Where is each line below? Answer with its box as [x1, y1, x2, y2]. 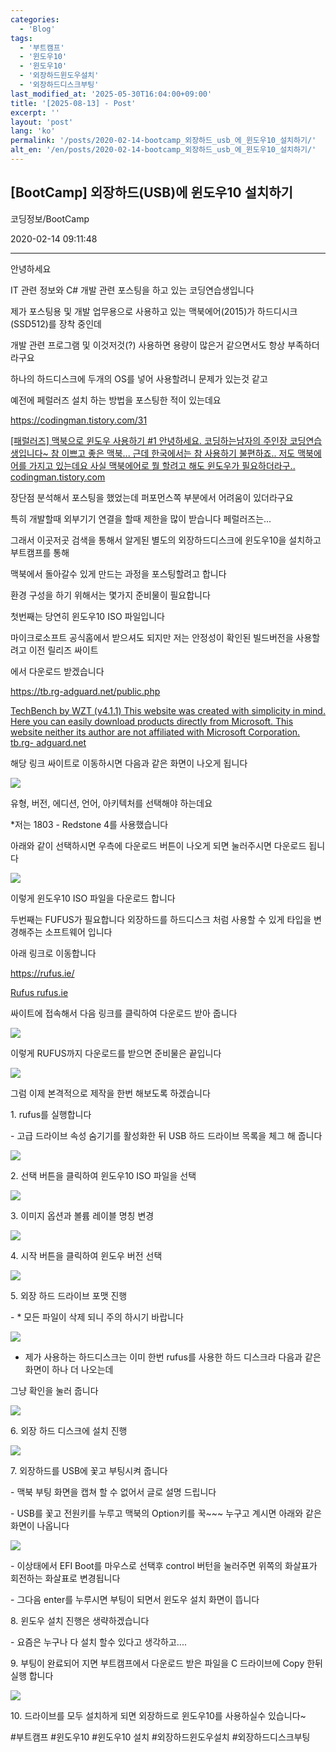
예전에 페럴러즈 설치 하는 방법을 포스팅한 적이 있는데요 [10, 394, 222, 406]
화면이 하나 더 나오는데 [24, 1363, 114, 1375]
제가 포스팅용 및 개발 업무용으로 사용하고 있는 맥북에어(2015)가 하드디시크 [10, 305, 298, 317]
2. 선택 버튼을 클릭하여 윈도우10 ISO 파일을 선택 [10, 1169, 197, 1181]
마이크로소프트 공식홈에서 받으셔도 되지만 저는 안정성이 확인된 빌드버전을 [10, 631, 294, 643]
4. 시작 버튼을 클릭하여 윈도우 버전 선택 [10, 1249, 163, 1261]
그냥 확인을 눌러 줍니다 [10, 1384, 99, 1396]
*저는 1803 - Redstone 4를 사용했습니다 [10, 818, 169, 830]
